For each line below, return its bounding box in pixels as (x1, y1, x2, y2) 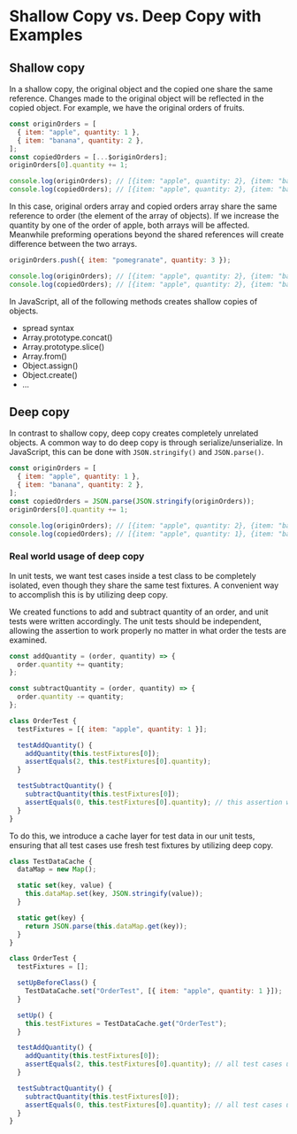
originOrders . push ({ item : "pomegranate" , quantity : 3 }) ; (9, 256, 232, 265)
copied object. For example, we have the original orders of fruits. (9, 103, 245, 112)
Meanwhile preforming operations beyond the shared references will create (9, 229, 285, 240)
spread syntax (21, 322, 75, 333)
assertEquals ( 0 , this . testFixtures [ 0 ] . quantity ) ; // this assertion (25, 798, 283, 806)
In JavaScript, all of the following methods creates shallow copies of (9, 296, 258, 306)
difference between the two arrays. (9, 239, 138, 249)
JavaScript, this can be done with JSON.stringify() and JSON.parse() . (9, 447, 264, 458)
